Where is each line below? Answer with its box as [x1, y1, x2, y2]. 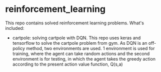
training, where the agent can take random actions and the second [12, 51, 150, 57]
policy [12, 45, 25, 51]
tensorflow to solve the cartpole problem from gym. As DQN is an [12, 40, 147, 46]
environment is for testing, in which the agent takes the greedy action [12, 56, 156, 62]
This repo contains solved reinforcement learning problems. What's [5, 20, 144, 26]
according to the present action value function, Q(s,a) [12, 61, 123, 67]
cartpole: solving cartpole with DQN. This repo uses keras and [12, 35, 141, 41]
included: [5, 25, 24, 31]
